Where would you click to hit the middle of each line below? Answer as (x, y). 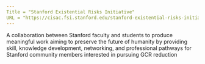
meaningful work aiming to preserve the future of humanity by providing (97, 41)
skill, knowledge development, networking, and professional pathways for (99, 48)
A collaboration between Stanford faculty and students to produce (89, 35)
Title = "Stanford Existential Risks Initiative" (71, 12)
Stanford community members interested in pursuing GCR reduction (92, 54)
